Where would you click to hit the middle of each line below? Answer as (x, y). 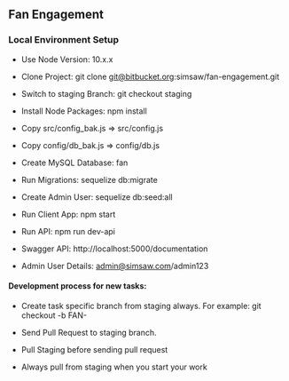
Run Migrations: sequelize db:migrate (90, 179)
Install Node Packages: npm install (84, 111)
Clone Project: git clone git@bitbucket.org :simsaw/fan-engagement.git (150, 76)
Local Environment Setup (64, 40)
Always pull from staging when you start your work (114, 367)
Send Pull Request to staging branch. (89, 332)
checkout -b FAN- (54, 315)
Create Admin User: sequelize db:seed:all (97, 197)
